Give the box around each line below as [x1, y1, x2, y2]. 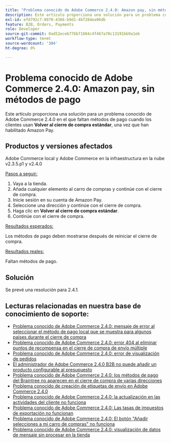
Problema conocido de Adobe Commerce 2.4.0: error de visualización [12, 350, 159, 356]
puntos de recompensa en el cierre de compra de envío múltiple [12, 345, 148, 351]
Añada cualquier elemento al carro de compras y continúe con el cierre [12, 186, 162, 192]
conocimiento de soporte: [5, 309, 89, 318]
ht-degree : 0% [5, 46, 36, 51]
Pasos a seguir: [5, 171, 38, 177]
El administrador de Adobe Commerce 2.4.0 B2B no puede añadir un [12, 361, 157, 367]
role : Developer [5, 27, 40, 32]
